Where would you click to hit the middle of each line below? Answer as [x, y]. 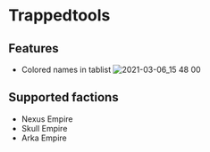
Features [34, 48]
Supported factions [63, 97]
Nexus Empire [47, 119]
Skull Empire [44, 128]
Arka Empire [44, 138]
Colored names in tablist [66, 69]
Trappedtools [59, 16]
